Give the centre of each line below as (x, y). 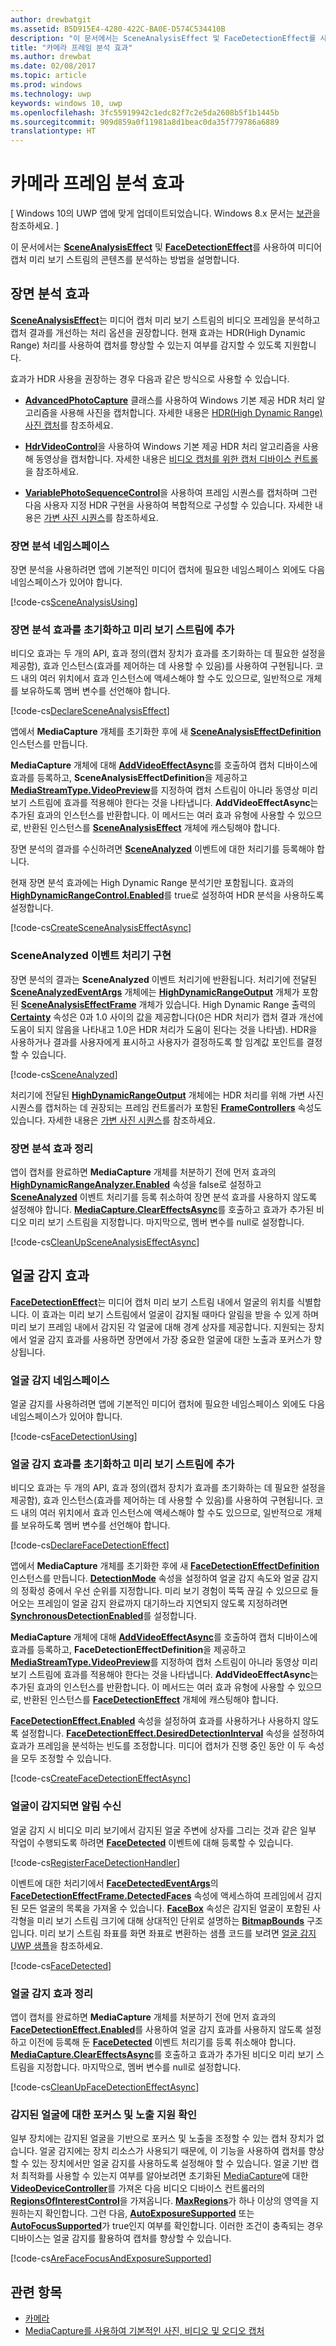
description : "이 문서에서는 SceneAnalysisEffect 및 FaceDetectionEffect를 (163, 38)
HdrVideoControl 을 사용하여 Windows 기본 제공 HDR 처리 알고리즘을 (162, 446)
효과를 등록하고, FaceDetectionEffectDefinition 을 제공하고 (128, 1650)
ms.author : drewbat (51, 57)
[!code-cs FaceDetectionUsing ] (74, 1437)
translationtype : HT (53, 131)
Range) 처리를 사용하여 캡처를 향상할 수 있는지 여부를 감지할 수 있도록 (146, 345)
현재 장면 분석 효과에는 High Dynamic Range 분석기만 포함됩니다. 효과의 (152, 883)
